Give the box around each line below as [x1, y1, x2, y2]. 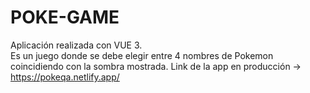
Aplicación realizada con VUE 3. [10, 39, 143, 51]
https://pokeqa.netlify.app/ [10, 71, 120, 83]
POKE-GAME [10, 6, 120, 29]
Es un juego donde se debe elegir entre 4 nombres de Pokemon [10, 49, 274, 61]
